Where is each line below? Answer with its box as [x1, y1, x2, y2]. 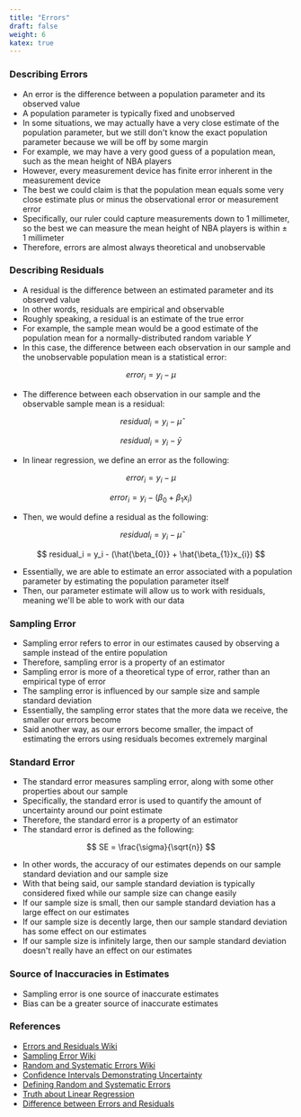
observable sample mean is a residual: [22, 398, 165, 409]
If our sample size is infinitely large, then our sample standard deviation [22, 936, 288, 947]
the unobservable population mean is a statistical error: [22, 351, 227, 362]
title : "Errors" [9, 13, 70, 23]
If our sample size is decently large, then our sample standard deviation [22, 916, 288, 928]
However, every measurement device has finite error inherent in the [22, 165, 273, 176]
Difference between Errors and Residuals [22, 1098, 175, 1109]
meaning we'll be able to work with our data [22, 595, 185, 605]
